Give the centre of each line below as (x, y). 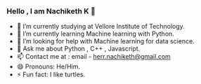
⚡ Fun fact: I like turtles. (51, 75)
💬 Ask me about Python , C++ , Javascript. (78, 49)
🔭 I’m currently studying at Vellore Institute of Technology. (101, 27)
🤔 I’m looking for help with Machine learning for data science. (105, 41)
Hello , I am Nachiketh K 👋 (51, 11)
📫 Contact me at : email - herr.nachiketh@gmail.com (94, 57)
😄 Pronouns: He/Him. (48, 66)
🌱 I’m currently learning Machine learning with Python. (96, 34)
